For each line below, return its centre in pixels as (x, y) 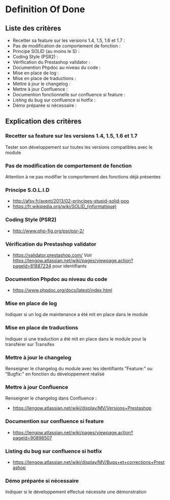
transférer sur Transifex (30, 344)
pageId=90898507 (32, 438)
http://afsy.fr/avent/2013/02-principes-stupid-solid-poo (71, 201)
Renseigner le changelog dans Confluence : (51, 398)
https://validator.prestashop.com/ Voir (52, 255)
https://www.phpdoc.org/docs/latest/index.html (62, 290)
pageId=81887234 (32, 266)
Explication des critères (44, 122)
